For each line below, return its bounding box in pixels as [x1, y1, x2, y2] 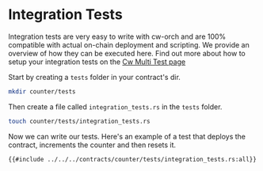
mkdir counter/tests [8, 87, 77, 96]
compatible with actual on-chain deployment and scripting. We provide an [8, 40, 250, 49]
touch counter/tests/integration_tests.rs [8, 117, 151, 125]
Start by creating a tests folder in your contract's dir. [8, 72, 181, 82]
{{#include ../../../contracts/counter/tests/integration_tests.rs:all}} [8, 155, 257, 163]
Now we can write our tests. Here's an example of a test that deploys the [8, 131, 246, 141]
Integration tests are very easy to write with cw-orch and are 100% [8, 32, 227, 41]
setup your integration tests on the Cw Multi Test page [8, 57, 186, 66]
